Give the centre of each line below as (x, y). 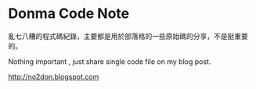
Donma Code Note (69, 14)
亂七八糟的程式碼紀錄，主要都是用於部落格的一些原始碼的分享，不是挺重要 (128, 36)
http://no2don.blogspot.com (54, 77)
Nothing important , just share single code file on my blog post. (110, 61)
